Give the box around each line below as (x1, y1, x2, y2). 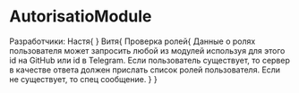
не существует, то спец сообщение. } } (9, 73, 158, 84)
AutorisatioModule (9, 6, 152, 27)
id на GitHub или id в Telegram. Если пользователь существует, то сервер (9, 55, 291, 65)
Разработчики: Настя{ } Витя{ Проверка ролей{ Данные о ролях (9, 36, 256, 46)
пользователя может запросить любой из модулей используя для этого (9, 45, 286, 55)
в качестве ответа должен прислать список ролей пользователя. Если (9, 64, 280, 75)
